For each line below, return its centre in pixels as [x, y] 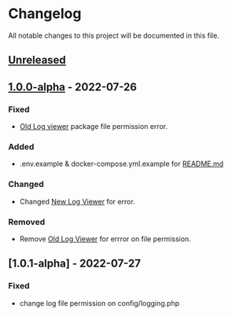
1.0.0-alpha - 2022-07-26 [73, 87]
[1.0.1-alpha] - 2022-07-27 [75, 264]
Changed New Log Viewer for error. [77, 201]
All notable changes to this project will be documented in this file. [114, 35]
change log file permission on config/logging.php [99, 303]
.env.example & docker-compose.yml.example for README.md [122, 164]
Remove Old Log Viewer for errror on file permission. [105, 239]
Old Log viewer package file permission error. [94, 127]
